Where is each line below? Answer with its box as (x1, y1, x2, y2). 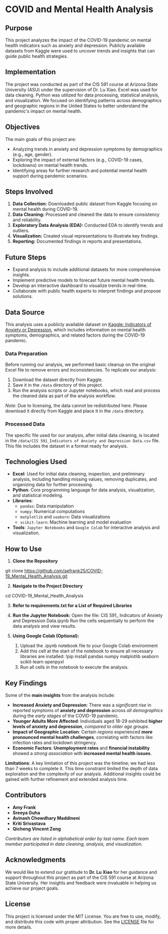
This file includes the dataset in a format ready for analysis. (5, 443, 128, 449)
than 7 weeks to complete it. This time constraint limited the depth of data (5, 766, 158, 772)
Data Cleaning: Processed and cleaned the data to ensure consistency (12, 211, 160, 218)
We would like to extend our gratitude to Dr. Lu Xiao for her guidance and (5, 869, 157, 875)
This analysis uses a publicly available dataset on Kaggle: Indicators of (5, 321, 152, 328)
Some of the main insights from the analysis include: (5, 692, 115, 698)
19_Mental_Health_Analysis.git (5, 573, 68, 579)
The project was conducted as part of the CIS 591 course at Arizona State (5, 81, 158, 87)
